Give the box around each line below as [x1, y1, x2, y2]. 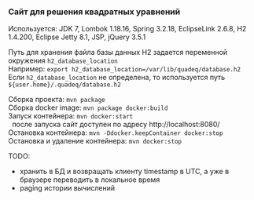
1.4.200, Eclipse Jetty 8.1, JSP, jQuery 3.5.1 [8, 32, 146, 42]
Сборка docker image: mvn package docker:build [8, 103, 168, 112]
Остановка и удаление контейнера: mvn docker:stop [8, 136, 182, 146]
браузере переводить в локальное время [19, 175, 160, 184]
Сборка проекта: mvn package [8, 95, 105, 104]
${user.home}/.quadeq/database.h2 [8, 81, 122, 89]
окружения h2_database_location [8, 56, 118, 65]
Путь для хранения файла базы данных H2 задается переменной [8, 48, 228, 57]
